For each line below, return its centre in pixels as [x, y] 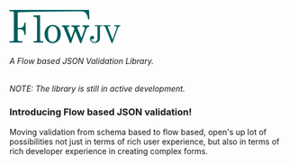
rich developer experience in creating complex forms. [109, 151]
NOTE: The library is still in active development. [98, 89]
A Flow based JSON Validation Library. [82, 60]
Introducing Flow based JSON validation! [100, 112]
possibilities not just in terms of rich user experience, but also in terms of [144, 142]
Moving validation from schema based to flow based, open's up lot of [138, 132]
